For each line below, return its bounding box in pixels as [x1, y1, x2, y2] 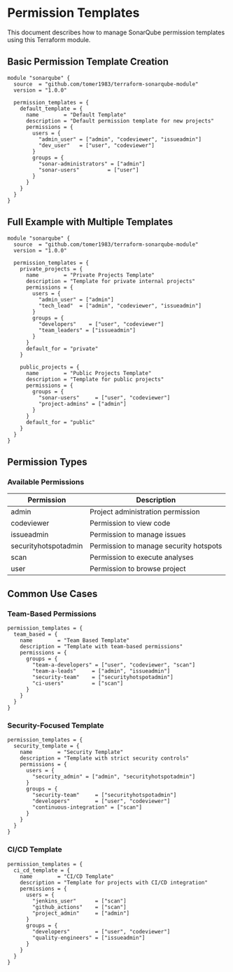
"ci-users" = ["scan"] [32, 680, 124, 687]
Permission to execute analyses [90, 552, 194, 562]
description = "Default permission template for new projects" [25, 117, 215, 124]
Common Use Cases [7, 587, 98, 600]
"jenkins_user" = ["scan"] [32, 897, 127, 905]
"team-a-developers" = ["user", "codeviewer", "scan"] [32, 661, 196, 669]
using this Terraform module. [7, 35, 91, 43]
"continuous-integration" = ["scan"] [32, 804, 142, 811]
